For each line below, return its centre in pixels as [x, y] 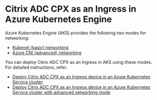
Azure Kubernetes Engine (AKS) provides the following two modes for [76, 33]
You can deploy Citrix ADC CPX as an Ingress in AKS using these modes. [79, 62]
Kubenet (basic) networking [40, 47]
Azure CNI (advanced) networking [47, 53]
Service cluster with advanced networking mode [61, 92]
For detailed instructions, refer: [36, 67]
